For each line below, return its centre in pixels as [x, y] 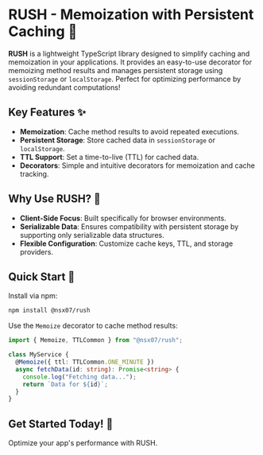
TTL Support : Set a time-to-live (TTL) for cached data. [109, 157]
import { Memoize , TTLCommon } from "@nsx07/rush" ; [95, 340]
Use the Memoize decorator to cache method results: [93, 326]
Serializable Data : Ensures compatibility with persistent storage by [129, 226]
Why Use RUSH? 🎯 [54, 199]
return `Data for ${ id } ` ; [66, 384]
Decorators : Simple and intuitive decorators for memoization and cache [137, 165]
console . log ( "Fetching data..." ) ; [79, 377]
